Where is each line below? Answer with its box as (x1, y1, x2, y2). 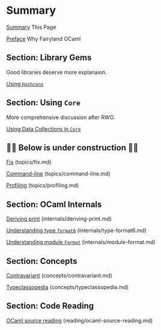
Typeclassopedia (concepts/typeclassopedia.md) (6, 284, 129, 290)
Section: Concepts (6, 256, 77, 266)
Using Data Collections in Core (6, 125, 81, 132)
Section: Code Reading (6, 301, 94, 311)
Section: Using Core (6, 97, 81, 108)
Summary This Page (6, 23, 56, 31)
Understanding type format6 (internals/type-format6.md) (6, 227, 147, 234)
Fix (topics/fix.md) (6, 159, 52, 166)
